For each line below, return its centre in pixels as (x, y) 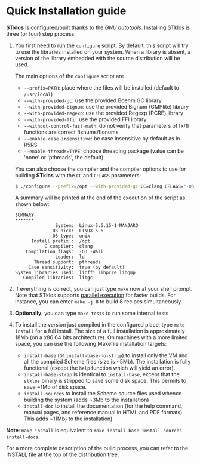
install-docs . (23, 437)
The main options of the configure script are (69, 76)
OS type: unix (72, 236)
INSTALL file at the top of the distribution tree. (63, 454)
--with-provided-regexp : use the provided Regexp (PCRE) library (104, 113)
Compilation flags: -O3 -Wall (65, 251)
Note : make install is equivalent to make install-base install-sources (94, 430)
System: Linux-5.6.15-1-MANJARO (97, 225)
